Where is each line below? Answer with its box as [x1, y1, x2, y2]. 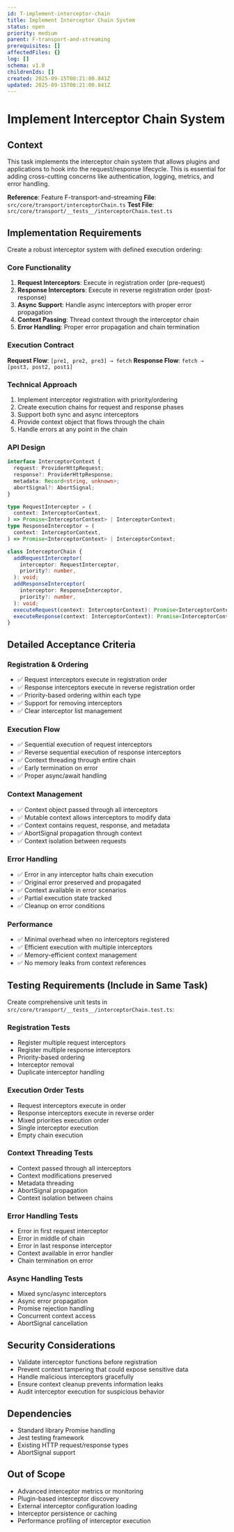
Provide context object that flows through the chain [17, 417, 165, 425]
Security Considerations [7, 1339, 116, 1351]
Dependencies [7, 1407, 72, 1419]
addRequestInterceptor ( [13, 554, 82, 561]
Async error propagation [17, 1297, 88, 1306]
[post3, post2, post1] [7, 364, 73, 370]
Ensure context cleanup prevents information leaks [17, 1380, 164, 1389]
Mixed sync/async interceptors [17, 1290, 107, 1298]
